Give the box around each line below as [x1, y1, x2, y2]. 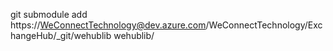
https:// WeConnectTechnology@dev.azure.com [10, 19, 207, 31]
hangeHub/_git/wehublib [10, 30, 112, 41]
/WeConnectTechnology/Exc [205, 19, 323, 31]
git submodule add [10, 9, 88, 20]
